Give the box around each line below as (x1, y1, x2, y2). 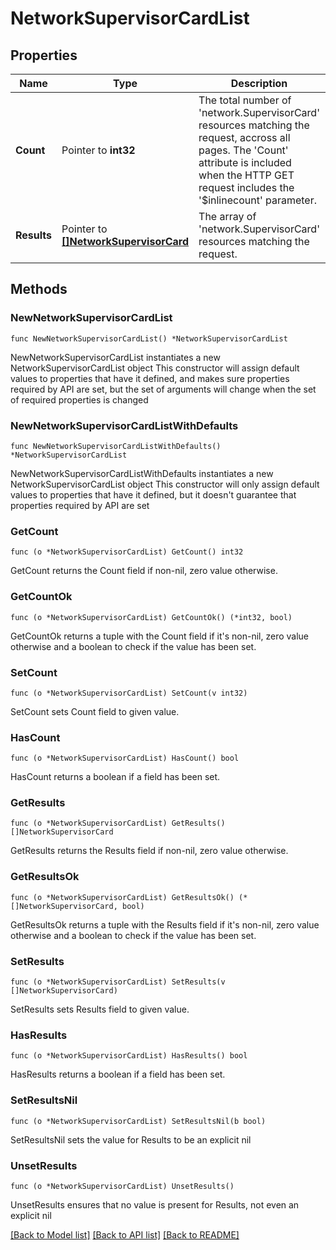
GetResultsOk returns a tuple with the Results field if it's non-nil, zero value (10, 918, 320, 931)
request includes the (198, 181, 295, 194)
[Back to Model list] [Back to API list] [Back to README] (10, 1228, 240, 1241)
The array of (198, 210, 257, 223)
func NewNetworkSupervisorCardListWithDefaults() (10, 441, 222, 451)
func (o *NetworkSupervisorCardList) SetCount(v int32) (10, 688, 248, 698)
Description (230, 77, 288, 90)
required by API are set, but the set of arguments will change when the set (10, 383, 317, 395)
